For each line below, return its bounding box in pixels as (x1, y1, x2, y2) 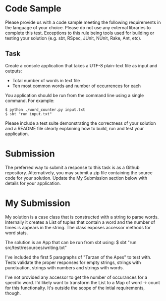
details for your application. (5, 180, 61, 186)
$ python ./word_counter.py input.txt (5, 107, 85, 112)
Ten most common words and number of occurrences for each (12, 83, 141, 89)
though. (5, 290, 21, 296)
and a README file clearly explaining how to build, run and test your (5, 125, 144, 131)
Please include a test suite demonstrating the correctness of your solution (5, 120, 156, 126)
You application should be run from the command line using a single (5, 92, 144, 98)
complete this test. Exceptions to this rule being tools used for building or (5, 30, 155, 36)
